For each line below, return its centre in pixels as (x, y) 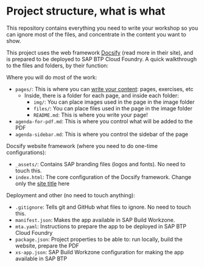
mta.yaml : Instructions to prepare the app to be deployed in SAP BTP (101, 226)
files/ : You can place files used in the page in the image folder (113, 108)
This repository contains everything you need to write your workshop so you (102, 28)
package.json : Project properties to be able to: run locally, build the (99, 239)
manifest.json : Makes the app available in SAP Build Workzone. (95, 220)
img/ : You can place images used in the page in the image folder (114, 102)
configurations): (26, 152)
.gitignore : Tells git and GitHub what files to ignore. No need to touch (103, 207)
